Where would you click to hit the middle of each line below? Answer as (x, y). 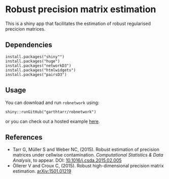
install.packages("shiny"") (35, 57)
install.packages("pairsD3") (36, 74)
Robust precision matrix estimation (81, 9)
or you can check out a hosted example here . (53, 121)
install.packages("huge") (32, 61)
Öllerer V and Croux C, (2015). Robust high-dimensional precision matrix (88, 166)
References (24, 137)
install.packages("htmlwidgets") (41, 70)
